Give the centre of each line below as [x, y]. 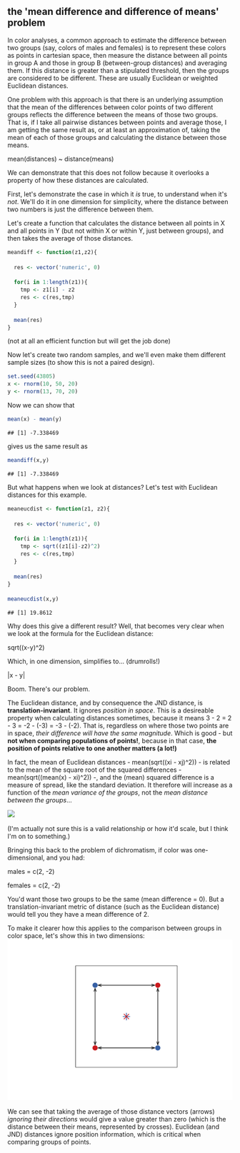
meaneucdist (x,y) [33, 599]
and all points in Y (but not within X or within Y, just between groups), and [115, 231]
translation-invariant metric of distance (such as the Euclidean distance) [114, 907]
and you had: [65, 858]
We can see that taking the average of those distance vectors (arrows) [111, 1112]
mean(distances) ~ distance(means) [61, 158]
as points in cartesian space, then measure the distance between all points [117, 55]
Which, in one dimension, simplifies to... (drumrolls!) [84, 661]
